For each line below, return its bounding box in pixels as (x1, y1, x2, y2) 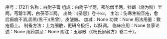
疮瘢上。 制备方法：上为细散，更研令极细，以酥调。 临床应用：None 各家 (5, 22, 156, 28)
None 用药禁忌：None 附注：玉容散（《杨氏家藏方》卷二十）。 (13, 29, 139, 34)
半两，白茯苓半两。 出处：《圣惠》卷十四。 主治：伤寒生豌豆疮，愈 (22, 10, 159, 16)
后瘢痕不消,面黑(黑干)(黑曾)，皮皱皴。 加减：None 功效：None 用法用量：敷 (5, 17, 161, 22)
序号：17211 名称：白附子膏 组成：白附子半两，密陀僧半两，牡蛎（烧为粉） (5, 4, 158, 10)
